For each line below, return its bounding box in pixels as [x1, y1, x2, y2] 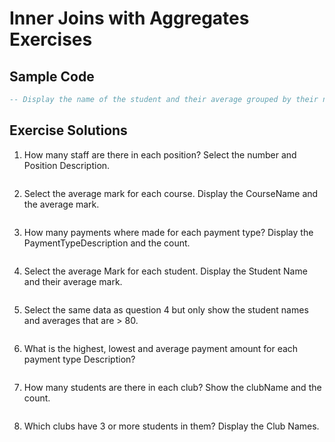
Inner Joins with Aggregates [9, 7, 250, 30]
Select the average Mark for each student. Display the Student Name [23, 265, 308, 277]
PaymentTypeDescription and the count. [23, 237, 191, 249]
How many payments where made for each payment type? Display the [23, 226, 314, 238]
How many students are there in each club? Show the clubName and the [23, 381, 322, 393]
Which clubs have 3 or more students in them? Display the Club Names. [23, 420, 320, 432]
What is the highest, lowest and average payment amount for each [23, 342, 299, 354]
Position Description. [23, 159, 111, 171]
